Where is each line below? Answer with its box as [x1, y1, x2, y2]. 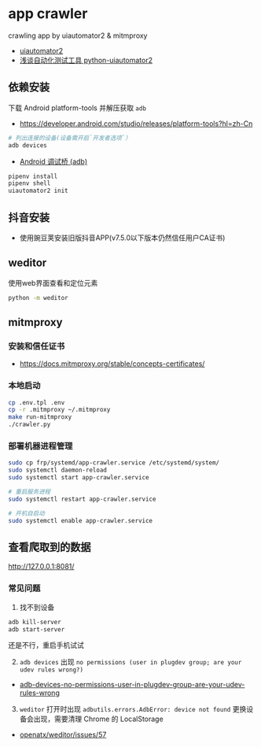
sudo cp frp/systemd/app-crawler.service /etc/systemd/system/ [8, 459, 220, 467]
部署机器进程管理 [8, 441, 73, 452]
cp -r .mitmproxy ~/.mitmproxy [8, 406, 111, 414]
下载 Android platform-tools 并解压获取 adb [8, 103, 147, 113]
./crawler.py [8, 420, 51, 429]
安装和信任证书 [8, 340, 65, 351]
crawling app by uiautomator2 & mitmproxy [8, 31, 148, 40]
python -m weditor [8, 294, 68, 301]
